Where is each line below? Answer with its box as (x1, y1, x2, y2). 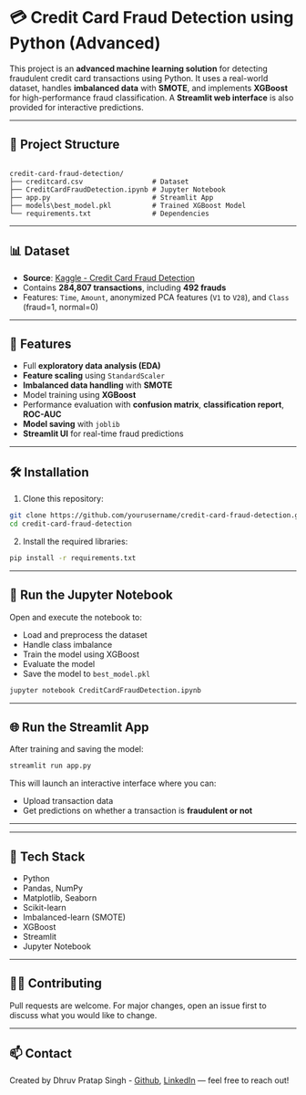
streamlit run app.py (9, 761, 92, 771)
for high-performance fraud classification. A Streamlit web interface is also (9, 92, 294, 103)
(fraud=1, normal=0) (22, 301, 98, 312)
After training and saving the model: (9, 744, 144, 755)
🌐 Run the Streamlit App (9, 719, 149, 735)
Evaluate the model (22, 658, 96, 669)
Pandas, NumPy (22, 882, 84, 893)
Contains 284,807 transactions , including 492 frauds (22, 282, 227, 293)
